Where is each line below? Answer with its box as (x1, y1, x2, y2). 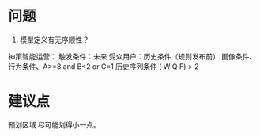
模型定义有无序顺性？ (19, 35, 89, 44)
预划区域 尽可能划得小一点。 (8, 120, 100, 129)
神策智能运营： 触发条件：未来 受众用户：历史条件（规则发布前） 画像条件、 (8, 51, 257, 61)
